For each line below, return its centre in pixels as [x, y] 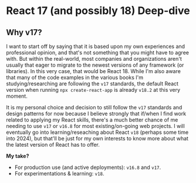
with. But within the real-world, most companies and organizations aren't [94, 59]
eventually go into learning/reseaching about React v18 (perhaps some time [97, 132]
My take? [18, 156]
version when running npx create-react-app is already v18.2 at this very [93, 90]
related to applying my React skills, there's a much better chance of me [92, 120]
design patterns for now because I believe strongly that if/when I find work [96, 113]
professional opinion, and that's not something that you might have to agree [98, 53]
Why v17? [24, 32]
